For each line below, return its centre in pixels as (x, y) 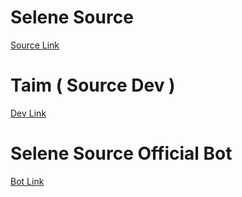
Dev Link (28, 113)
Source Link (35, 45)
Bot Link (27, 181)
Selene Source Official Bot (121, 153)
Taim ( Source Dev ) (93, 85)
